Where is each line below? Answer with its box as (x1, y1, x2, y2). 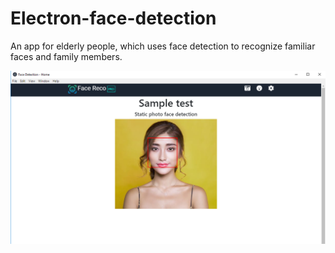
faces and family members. (10, 50, 123, 62)
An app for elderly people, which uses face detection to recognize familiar (10, 40, 316, 52)
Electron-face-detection (10, 7, 217, 30)
